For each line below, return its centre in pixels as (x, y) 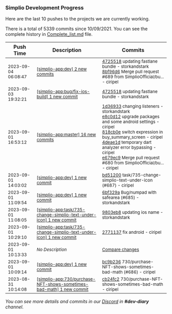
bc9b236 (112, 262)
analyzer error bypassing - (129, 147)
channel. (15, 307)
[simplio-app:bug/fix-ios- (63, 92)
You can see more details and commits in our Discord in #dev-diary (77, 302)
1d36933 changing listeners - (133, 106)
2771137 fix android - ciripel (132, 232)
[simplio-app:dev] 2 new (62, 69)
